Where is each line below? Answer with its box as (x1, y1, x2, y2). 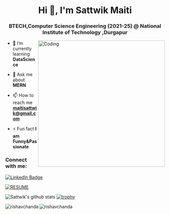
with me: (5, 163, 27, 170)
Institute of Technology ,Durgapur (42, 29, 128, 36)
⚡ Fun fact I (12, 126, 37, 132)
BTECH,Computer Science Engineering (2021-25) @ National (9, 23, 161, 30)
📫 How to (12, 92, 34, 98)
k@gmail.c (12, 111, 36, 117)
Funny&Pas (12, 138, 37, 144)
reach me (12, 99, 33, 105)
